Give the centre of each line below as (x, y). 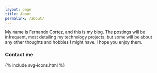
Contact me (19, 55)
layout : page (18, 9)
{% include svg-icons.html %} (35, 65)
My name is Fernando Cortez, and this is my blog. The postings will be (75, 32)
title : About (18, 14)
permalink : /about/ (25, 18)
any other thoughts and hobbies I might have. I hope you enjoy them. (74, 42)
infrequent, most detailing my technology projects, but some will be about (79, 37)
